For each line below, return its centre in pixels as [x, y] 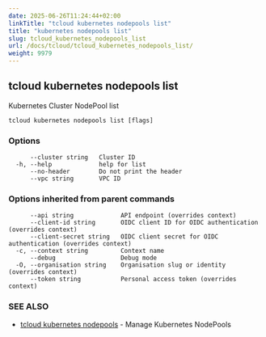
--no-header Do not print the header [106, 172]
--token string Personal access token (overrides [133, 280]
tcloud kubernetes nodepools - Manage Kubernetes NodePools [126, 324]
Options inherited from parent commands [92, 199]
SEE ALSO [29, 306]
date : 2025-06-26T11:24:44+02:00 [65, 16]
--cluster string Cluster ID [82, 158]
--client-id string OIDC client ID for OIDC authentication [144, 223]
